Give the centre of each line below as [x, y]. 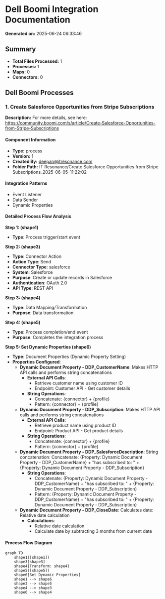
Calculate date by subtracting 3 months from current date [93, 531]
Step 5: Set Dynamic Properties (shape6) [48, 347]
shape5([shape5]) [32, 571]
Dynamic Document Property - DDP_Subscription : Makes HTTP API [90, 410]
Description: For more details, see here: [46, 118]
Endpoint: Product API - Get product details [79, 431]
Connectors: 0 [27, 77]
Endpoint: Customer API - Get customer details [82, 388]
